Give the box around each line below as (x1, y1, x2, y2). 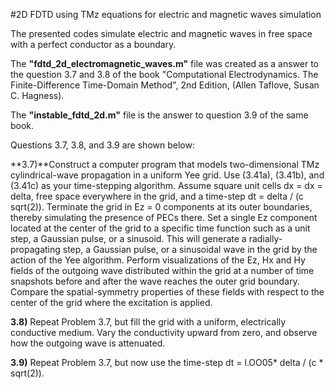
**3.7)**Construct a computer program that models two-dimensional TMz (10, 159, 320, 170)
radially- (248, 233, 283, 244)
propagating (10, 244, 61, 255)
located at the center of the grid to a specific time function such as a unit (10, 222, 311, 234)
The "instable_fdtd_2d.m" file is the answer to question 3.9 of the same (10, 109, 309, 121)
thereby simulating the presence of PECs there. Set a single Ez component (10, 212, 318, 223)
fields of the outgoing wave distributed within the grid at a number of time (10, 265, 315, 276)
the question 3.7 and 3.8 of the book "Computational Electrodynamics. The (10, 69, 319, 80)
